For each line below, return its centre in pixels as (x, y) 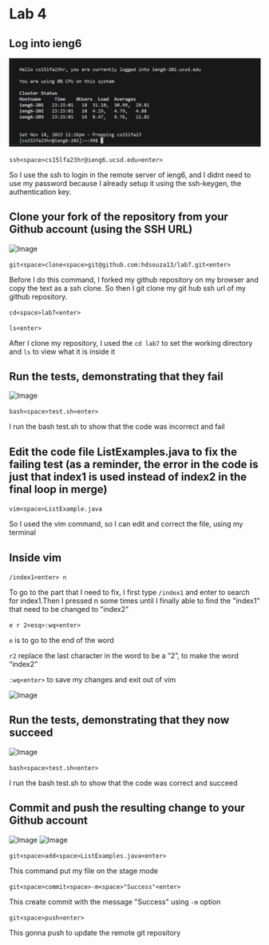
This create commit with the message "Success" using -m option (115, 901)
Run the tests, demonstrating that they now (119, 720)
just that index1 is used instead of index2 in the (128, 476)
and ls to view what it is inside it (62, 351)
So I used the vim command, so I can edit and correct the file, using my (126, 524)
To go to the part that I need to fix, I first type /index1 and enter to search (129, 592)
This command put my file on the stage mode (84, 871)
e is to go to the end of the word (61, 640)
